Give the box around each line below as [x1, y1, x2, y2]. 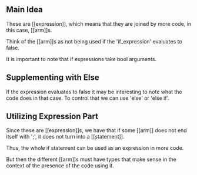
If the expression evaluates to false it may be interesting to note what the [6, 88, 182, 95]
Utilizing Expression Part [6, 112, 99, 122]
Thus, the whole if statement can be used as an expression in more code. [6, 144, 184, 152]
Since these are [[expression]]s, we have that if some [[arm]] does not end [6, 127, 187, 134]
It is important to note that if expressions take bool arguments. [6, 55, 157, 62]
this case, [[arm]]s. [6, 26, 52, 33]
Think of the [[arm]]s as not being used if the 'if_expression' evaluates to [6, 38, 182, 45]
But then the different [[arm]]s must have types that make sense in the [6, 156, 176, 163]
